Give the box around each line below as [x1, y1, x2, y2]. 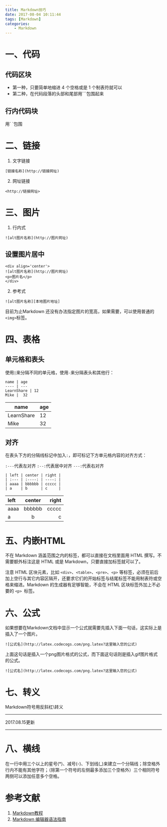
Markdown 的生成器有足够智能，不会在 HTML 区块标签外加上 [26, 582, 152, 588]
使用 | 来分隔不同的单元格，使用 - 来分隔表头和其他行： [5, 369, 114, 375]
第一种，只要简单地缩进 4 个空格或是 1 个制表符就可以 [12, 84, 123, 90]
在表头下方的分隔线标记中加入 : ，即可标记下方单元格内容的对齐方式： [5, 452, 147, 458]
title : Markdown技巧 [5, 7, 46, 12]
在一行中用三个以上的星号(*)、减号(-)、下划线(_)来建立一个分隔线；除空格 [5, 761, 156, 767]
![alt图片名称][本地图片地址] [5, 299, 61, 304]
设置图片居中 [5, 250, 45, 259]
